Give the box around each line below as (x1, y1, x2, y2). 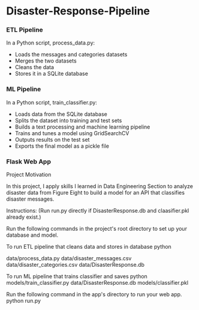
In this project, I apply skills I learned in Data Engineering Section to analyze (6, 183, 194, 190)
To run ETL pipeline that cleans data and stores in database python (6, 243, 172, 251)
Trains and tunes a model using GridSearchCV (14, 129, 129, 136)
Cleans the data (14, 64, 55, 71)
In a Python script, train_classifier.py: (6, 99, 98, 106)
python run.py (6, 297, 41, 305)
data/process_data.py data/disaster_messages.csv (6, 255, 132, 262)
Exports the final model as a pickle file (14, 142, 110, 150)
